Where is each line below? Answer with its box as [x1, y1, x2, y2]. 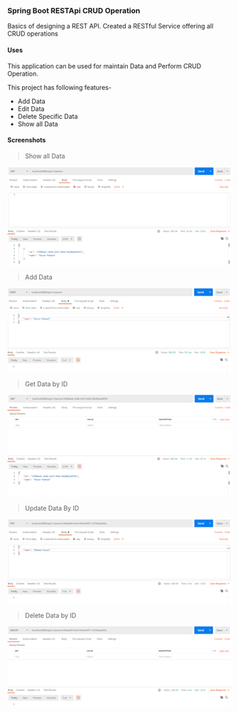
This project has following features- [7, 83, 112, 91]
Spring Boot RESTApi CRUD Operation [7, 6, 141, 16]
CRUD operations [7, 29, 58, 38]
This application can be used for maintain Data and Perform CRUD [7, 61, 202, 70]
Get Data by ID [24, 380, 68, 388]
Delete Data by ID [24, 611, 77, 620]
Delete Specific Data [17, 112, 78, 120]
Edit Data [17, 104, 45, 113]
